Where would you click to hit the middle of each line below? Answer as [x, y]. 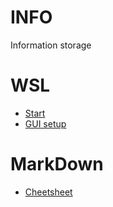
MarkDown [57, 164]
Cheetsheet [48, 192]
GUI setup [45, 123]
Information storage [51, 45]
